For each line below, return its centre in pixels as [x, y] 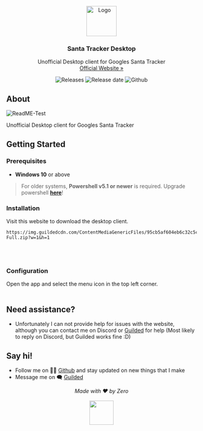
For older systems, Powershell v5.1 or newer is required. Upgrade [103, 186]
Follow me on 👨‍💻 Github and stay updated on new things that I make [100, 371]
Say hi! [20, 356]
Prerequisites [26, 161]
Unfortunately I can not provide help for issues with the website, [95, 324]
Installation [23, 208]
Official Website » [101, 68]
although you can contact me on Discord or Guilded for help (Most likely [105, 330]
